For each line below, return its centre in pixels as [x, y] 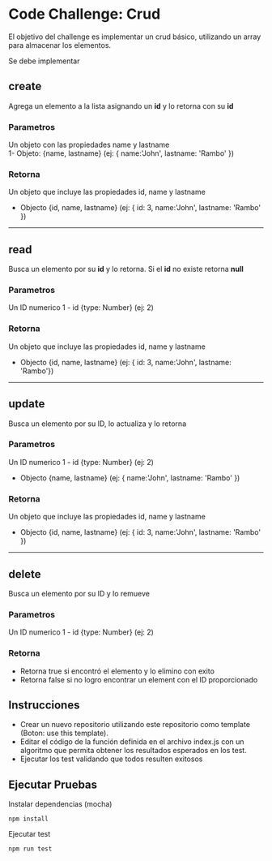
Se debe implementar [44, 61]
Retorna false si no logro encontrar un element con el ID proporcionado [139, 679]
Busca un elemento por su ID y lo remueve [79, 593]
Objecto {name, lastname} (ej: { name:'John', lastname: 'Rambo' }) [130, 478]
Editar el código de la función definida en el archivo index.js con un [132, 742]
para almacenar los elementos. [60, 45]
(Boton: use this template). [64, 733]
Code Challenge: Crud [85, 14]
